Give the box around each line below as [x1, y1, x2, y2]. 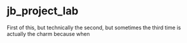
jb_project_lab [7, 4, 79, 18]
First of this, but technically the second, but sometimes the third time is [7, 24, 181, 31]
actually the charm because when [7, 30, 90, 37]
